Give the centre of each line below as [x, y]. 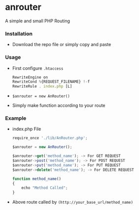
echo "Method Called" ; [45, 188]
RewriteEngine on [30, 77]
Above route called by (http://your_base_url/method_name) [73, 202]
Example [16, 118]
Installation [19, 34]
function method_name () [37, 179]
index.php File [27, 129]
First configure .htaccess [38, 68]
